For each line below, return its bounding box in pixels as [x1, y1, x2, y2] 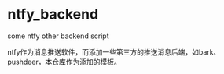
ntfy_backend [7, 5, 99, 23]
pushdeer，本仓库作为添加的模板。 [7, 57, 121, 66]
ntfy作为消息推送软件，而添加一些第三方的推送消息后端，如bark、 [7, 47, 221, 56]
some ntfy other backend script [7, 31, 109, 41]
